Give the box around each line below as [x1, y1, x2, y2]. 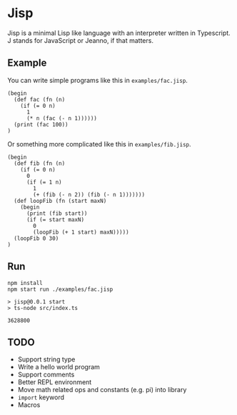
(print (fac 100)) [14, 121, 69, 128]
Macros [17, 401, 41, 409]
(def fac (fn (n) [14, 96, 66, 103]
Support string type [17, 355, 76, 364]
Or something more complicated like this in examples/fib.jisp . [7, 139, 191, 148]
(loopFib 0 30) [14, 234, 59, 242]
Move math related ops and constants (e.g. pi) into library [17, 386, 187, 394]
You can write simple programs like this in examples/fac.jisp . [7, 76, 188, 84]
